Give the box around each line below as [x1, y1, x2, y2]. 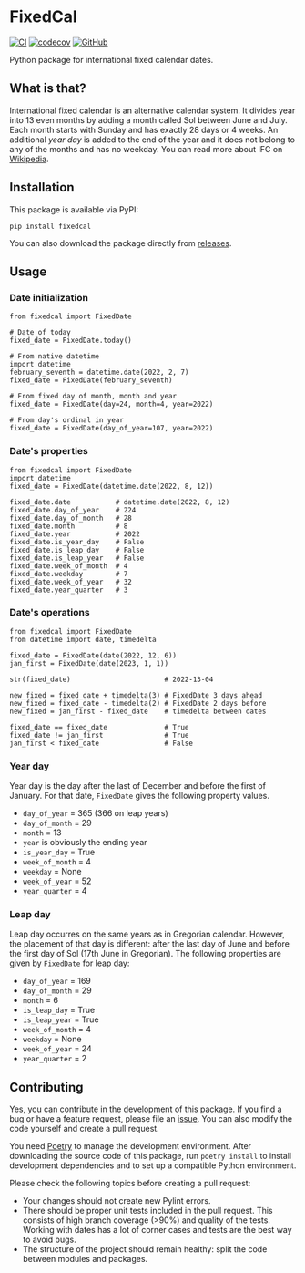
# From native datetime [9, 352, 100, 361]
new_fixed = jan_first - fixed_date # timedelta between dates [9, 707, 267, 716]
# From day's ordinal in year [9, 416, 125, 425]
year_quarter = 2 [22, 1053, 87, 1064]
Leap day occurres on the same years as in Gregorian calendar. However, [9, 928, 285, 940]
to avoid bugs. [22, 1234, 76, 1246]
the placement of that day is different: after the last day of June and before [9, 938, 290, 949]
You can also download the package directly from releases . [9, 237, 232, 248]
